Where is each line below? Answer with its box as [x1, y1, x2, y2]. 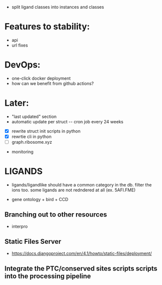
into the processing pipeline [4, 272, 91, 280]
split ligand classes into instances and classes [11, 4, 104, 10]
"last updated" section [11, 114, 57, 119]
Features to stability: [4, 21, 90, 32]
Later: [4, 98, 29, 109]
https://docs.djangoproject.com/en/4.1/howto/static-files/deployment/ [11, 250, 152, 256]
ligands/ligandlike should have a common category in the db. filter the [11, 182, 152, 187]
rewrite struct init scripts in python [11, 128, 81, 134]
